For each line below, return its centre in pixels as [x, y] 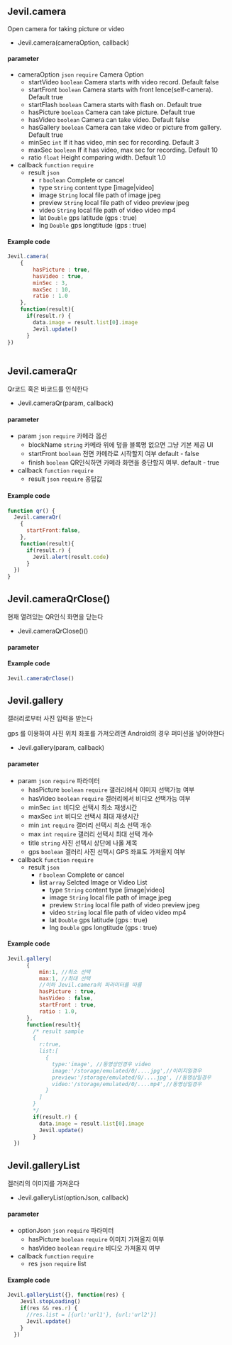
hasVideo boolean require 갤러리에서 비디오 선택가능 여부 [109, 798]
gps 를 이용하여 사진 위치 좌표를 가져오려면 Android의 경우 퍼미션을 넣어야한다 [116, 734]
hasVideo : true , [58, 276]
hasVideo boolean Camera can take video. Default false [109, 120]
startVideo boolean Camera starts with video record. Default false [123, 82]
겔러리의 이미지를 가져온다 [44, 1183]
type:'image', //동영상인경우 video [101, 1064]
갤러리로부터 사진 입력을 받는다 [50, 719]
